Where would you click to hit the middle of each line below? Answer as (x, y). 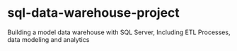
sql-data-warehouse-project (94, 13)
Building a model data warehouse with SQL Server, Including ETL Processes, (119, 32)
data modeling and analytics (48, 39)
